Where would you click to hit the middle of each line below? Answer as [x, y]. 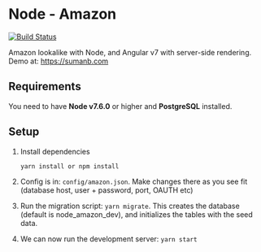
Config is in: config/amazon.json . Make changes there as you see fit [134, 181]
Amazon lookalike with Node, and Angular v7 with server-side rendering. [130, 52]
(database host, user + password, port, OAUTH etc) [107, 190]
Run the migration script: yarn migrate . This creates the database [130, 206]
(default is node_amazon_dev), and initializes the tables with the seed [137, 214]
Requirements [45, 87]
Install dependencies [55, 151]
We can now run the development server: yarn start [109, 239]
